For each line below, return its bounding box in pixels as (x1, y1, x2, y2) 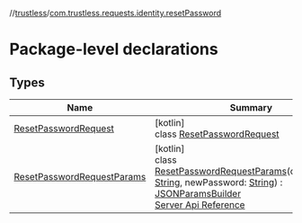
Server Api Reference (154, 199, 245, 210)
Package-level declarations (9, 40, 218, 59)
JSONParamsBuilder (154, 188, 241, 200)
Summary (229, 102, 272, 113)
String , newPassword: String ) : (154, 176, 283, 188)
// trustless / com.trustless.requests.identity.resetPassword (9, 8, 222, 18)
